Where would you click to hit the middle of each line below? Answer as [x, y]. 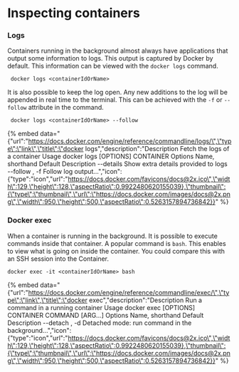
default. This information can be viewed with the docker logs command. [113, 66]
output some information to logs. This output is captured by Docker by [110, 58]
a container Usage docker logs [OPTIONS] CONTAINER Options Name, [111, 156]
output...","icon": [98, 172]
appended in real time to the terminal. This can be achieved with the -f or [115, 100]
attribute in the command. [66, 108]
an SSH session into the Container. [58, 259]
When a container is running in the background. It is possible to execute [113, 236]
